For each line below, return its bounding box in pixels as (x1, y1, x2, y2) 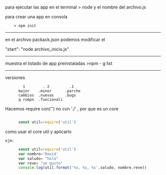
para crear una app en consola (5, 14, 68, 19)
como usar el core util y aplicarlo (5, 129, 72, 134)
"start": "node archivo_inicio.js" (5, 46, 69, 52)
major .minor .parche (18, 88, 81, 93)
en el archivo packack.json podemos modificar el (5, 37, 105, 43)
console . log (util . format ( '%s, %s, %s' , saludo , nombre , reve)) (18, 165, 147, 170)
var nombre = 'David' (18, 151, 58, 156)
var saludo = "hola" (18, 156, 58, 161)
